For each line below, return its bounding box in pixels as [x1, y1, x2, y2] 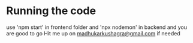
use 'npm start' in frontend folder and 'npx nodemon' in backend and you [6, 24, 188, 31]
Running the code [6, 4, 96, 18]
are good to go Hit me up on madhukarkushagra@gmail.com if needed [6, 29, 181, 37]
